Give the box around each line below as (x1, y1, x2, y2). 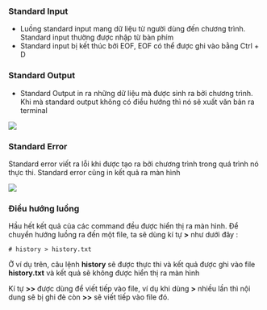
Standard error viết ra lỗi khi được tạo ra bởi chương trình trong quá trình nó (8, 159, 260, 169)
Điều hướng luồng (8, 203, 80, 214)
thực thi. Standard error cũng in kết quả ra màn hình (8, 167, 181, 177)
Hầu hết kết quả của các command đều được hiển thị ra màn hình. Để (8, 221, 239, 231)
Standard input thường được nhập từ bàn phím (19, 32, 174, 42)
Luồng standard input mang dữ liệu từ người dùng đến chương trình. (19, 24, 246, 34)
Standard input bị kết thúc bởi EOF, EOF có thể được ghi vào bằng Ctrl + (19, 41, 260, 51)
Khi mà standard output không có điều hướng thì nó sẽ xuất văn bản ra (19, 97, 255, 107)
